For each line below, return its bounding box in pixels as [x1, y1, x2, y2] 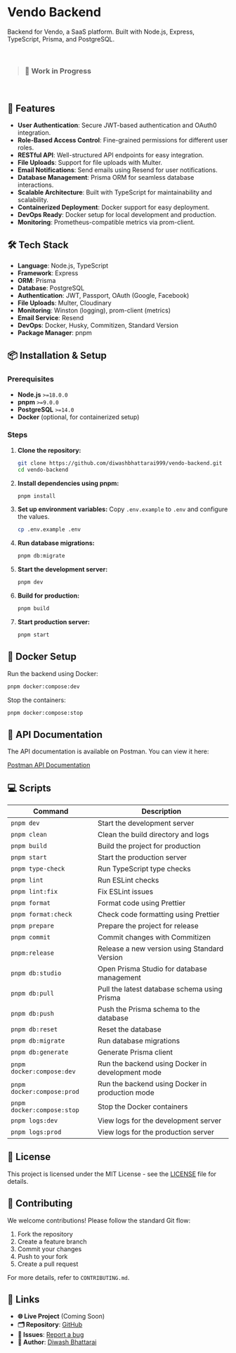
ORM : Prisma [17, 276, 56, 284]
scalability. [17, 196, 49, 204]
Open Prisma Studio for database [97, 964, 207, 974]
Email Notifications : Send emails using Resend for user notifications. [17, 166, 218, 174]
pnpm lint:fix [11, 887, 58, 896]
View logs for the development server [97, 1116, 222, 1126]
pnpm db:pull [11, 989, 55, 998]
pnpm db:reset [11, 1026, 58, 1034]
